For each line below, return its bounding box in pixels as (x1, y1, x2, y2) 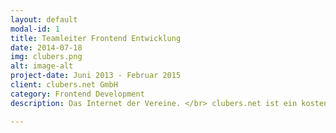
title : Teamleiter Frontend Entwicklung (10, 33, 182, 43)
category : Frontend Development (10, 89, 145, 99)
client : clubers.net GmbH (10, 80, 118, 90)
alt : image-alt (10, 61, 74, 71)
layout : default (10, 14, 78, 25)
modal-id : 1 (10, 24, 60, 34)
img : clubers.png (10, 52, 83, 62)
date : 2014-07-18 (10, 42, 83, 53)
